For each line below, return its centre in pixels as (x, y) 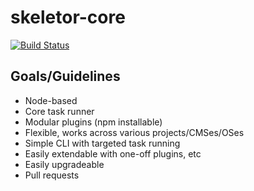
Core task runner (59, 111)
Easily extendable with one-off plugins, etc (113, 153)
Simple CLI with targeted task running (102, 143)
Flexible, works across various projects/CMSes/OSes (134, 132)
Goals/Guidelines (65, 76)
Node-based (51, 100)
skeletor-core (68, 17)
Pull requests (52, 175)
